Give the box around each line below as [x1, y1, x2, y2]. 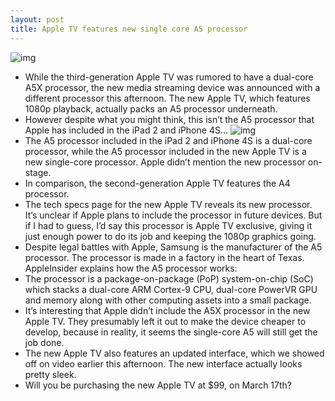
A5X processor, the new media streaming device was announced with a [24, 81, 321, 93]
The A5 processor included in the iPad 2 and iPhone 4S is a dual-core [24, 134, 313, 146]
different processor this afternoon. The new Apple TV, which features [24, 92, 311, 104]
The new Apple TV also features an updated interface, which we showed [24, 347, 325, 359]
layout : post [10, 14, 65, 25]
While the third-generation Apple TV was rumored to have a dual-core [24, 71, 314, 83]
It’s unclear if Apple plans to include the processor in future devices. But [24, 209, 323, 221]
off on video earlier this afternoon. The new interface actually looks [24, 357, 303, 370]
